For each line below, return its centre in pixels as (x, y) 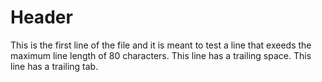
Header (41, 17)
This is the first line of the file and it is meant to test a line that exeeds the (161, 45)
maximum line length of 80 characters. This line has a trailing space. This (161, 55)
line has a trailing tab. (54, 66)
